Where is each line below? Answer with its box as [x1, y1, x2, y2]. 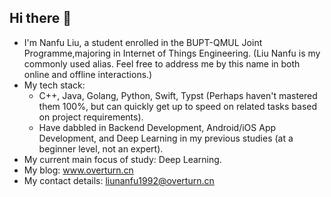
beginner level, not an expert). [38, 142, 164, 155]
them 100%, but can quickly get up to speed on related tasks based [38, 100, 318, 112]
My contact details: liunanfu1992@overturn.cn [23, 174, 215, 186]
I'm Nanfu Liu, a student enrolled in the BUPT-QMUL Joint [23, 36, 263, 48]
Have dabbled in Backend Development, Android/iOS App [38, 121, 277, 133]
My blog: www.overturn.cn [23, 164, 134, 176]
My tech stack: [23, 79, 86, 91]
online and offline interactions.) [23, 68, 153, 80]
